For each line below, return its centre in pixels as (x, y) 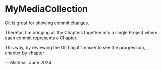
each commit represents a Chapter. (41, 38)
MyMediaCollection (47, 9)
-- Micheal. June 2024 (28, 62)
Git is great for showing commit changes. (47, 23)
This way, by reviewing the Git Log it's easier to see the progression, (75, 47)
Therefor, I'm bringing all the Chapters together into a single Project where (81, 32)
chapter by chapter (25, 53)
